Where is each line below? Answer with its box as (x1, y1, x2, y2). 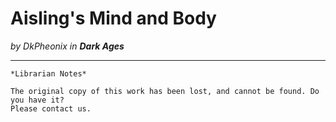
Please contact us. (10, 103, 92, 114)
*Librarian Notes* (10, 68, 87, 79)
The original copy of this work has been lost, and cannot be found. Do (10, 86, 320, 96)
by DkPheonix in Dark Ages (10, 40, 125, 52)
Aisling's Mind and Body (10, 7, 217, 30)
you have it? (10, 95, 65, 105)
